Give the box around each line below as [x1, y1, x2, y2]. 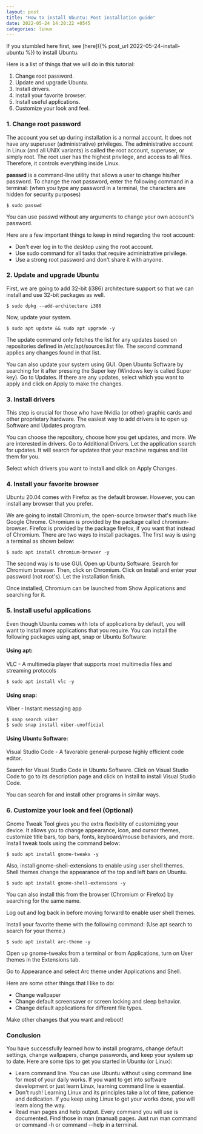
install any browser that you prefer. [6, 500, 93, 508]
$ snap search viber [6, 717, 59, 723]
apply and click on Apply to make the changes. [6, 380, 123, 387]
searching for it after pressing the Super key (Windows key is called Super [6, 367, 192, 374]
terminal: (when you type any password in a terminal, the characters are [6, 184, 186, 191]
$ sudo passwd [6, 202, 42, 208]
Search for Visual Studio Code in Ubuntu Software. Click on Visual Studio [6, 766, 189, 774]
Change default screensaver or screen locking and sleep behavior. [15, 997, 182, 1005]
